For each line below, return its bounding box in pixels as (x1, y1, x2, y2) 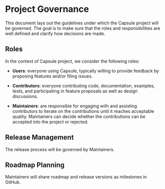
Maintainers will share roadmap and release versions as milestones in (5, 174, 147, 180)
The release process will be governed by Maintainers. (5, 146, 115, 152)
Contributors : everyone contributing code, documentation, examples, (12, 83, 155, 89)
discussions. (12, 93, 38, 99)
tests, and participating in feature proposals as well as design (12, 88, 138, 94)
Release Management (5, 133, 74, 142)
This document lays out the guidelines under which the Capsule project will (5, 20, 159, 26)
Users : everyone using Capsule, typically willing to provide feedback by (12, 68, 160, 74)
